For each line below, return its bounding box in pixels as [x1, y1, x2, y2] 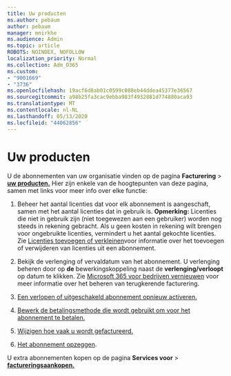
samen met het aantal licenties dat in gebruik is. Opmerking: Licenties [17, 207, 217, 216]
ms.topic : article [7, 42, 60, 49]
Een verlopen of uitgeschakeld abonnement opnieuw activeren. [17, 293, 198, 301]
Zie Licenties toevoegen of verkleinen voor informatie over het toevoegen [17, 236, 225, 245]
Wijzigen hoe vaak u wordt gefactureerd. [17, 327, 133, 335]
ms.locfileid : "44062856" [7, 119, 81, 126]
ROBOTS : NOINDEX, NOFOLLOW [7, 49, 85, 56]
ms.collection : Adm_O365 [7, 62, 79, 68]
